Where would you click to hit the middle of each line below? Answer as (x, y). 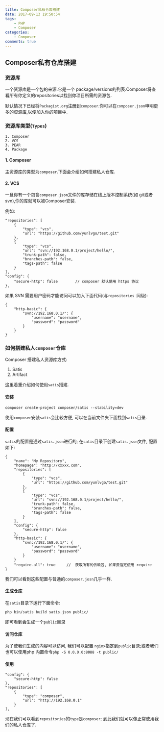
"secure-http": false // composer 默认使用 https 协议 (76, 282)
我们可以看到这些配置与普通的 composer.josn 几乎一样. (59, 579)
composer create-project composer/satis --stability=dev (64, 407)
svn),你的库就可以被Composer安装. (41, 201)
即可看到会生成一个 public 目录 (35, 622)
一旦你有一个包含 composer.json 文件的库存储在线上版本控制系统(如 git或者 (79, 195)
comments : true (21, 42)
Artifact (20, 375)
